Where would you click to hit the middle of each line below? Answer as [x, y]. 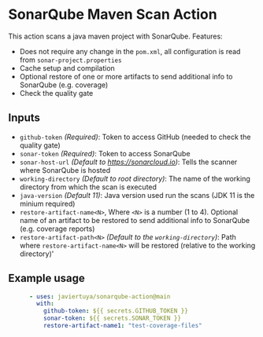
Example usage [46, 278]
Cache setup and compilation [67, 68]
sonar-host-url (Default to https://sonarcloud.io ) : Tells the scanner [128, 162]
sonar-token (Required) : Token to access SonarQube [105, 153]
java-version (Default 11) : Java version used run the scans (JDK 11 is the [137, 195]
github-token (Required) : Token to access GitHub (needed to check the [135, 137]
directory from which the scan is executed [88, 187]
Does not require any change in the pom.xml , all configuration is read [130, 51]
